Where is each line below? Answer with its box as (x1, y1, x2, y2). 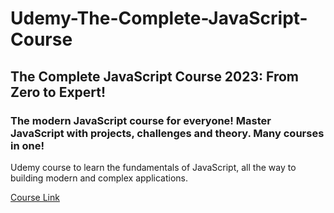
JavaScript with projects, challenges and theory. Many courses (10, 126, 325, 140)
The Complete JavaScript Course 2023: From (10, 68, 300, 85)
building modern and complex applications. (10, 172, 189, 184)
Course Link (10, 191, 60, 203)
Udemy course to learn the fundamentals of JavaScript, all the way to (10, 161, 297, 173)
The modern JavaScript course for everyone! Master (10, 113, 272, 127)
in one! (10, 138, 45, 152)
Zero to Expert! (10, 83, 107, 101)
